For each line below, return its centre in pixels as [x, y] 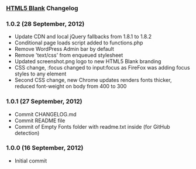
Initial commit [31, 161]
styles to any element [40, 74]
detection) [27, 133]
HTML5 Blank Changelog [42, 8]
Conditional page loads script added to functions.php [79, 43]
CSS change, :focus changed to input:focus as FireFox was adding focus [102, 68]
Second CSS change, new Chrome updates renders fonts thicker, [93, 80]
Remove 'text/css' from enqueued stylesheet [69, 55]
